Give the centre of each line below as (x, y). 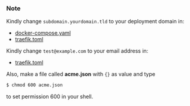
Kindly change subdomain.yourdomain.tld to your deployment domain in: (95, 22)
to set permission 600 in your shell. (50, 96)
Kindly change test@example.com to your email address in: (77, 51)
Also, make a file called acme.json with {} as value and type (81, 74)
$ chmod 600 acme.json (34, 85)
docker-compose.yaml (43, 33)
